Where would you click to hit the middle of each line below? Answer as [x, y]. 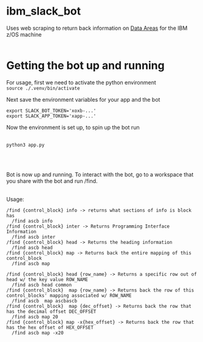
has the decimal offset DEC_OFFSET [51, 312]
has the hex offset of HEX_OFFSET [50, 327]
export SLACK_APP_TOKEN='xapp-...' [51, 116]
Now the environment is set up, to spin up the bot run [73, 127]
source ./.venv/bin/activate [43, 88]
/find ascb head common [42, 285]
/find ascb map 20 [35, 317]
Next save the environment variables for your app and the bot [83, 99]
